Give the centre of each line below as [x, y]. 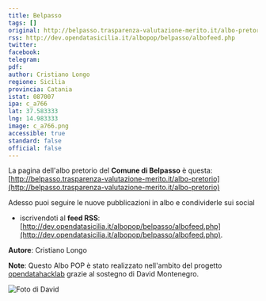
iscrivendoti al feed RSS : [60, 218]
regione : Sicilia [37, 82]
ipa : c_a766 [28, 104]
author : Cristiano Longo [49, 74]
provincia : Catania [40, 89]
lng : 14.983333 [33, 119]
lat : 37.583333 [33, 112]
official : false [35, 148]
